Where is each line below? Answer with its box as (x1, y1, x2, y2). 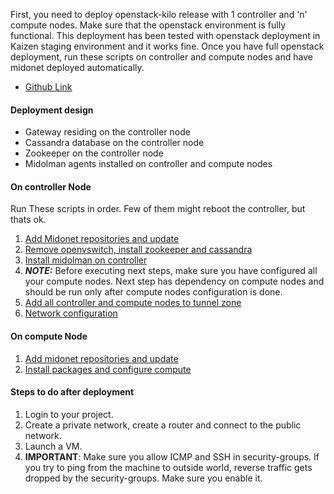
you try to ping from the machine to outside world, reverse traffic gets (24, 461, 313, 473)
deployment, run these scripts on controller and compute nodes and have (10, 51, 313, 63)
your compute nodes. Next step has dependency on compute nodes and (24, 275, 325, 288)
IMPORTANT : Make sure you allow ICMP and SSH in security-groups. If (24, 450, 320, 463)
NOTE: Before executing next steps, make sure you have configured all (24, 265, 318, 277)
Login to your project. (24, 408, 114, 420)
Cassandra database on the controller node (24, 137, 205, 149)
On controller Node (10, 180, 92, 193)
